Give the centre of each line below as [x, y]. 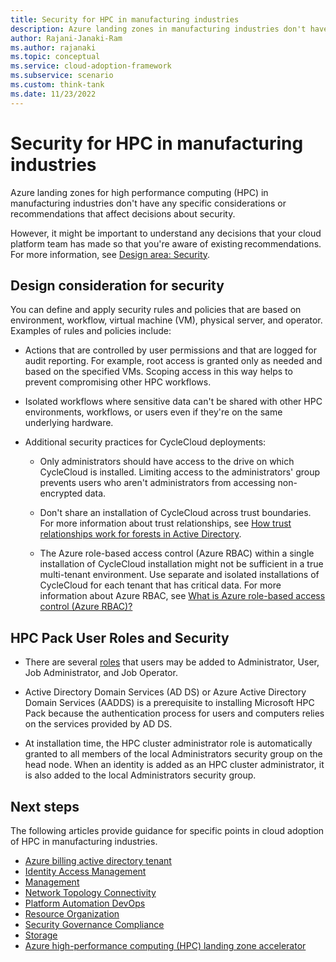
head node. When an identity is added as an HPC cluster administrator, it [174, 765]
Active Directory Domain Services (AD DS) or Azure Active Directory [165, 692]
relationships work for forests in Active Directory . [140, 534]
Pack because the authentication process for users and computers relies [174, 713]
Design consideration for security [117, 285]
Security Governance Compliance [94, 924]
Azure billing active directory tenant [98, 860]
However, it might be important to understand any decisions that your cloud [166, 233]
